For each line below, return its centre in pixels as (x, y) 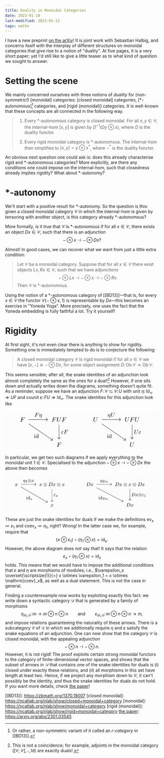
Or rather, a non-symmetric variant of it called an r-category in (75, 731)
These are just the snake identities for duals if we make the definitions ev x (79, 520)
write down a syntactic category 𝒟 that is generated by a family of (72, 601)
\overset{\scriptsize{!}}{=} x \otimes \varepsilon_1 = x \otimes (66, 575)
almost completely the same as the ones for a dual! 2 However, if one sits (78, 380)
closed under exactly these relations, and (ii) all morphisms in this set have (80, 670)
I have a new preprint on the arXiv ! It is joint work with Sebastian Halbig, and (82, 40)
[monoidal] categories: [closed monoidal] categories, (83, 100)
